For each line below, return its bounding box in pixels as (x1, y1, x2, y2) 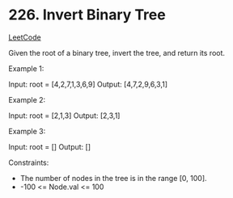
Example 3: (8, 126, 46, 136)
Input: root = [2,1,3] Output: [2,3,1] (8, 111, 121, 120)
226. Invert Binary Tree (8, 6, 166, 24)
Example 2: (8, 95, 46, 104)
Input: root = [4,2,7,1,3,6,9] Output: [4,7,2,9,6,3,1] (8, 79, 168, 89)
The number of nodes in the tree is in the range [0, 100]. (19, 173, 208, 183)
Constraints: (8, 158, 49, 167)
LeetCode (8, 32, 42, 42)
